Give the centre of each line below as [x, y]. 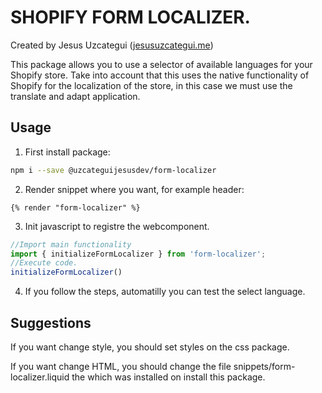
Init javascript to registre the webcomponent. [117, 226]
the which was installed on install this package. [168, 377]
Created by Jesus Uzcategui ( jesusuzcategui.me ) [112, 45]
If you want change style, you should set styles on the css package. [150, 347]
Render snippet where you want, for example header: [134, 189]
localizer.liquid [40, 377]
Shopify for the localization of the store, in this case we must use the [151, 85]
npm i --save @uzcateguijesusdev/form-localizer [113, 170]
